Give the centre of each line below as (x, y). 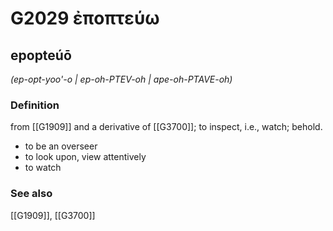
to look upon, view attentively (85, 157)
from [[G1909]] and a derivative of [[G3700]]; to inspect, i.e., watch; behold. (166, 127)
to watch (43, 168)
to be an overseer (61, 146)
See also (31, 194)
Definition (35, 105)
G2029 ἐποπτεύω (85, 18)
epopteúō (41, 55)
